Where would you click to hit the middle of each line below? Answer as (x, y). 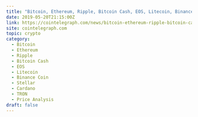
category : (18, 39)
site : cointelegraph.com (37, 28)
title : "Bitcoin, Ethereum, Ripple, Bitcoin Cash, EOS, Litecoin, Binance (100, 12)
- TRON (19, 94)
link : (13, 22)
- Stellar (23, 83)
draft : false (22, 105)
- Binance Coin (30, 77)
